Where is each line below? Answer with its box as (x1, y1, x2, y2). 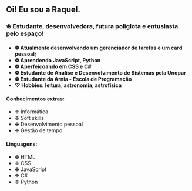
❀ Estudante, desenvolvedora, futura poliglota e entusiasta (6, 22, 178, 31)
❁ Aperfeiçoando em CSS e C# (14, 63, 92, 70)
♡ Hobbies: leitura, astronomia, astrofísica (14, 82, 122, 89)
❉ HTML (14, 153, 36, 160)
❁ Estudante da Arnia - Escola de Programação (14, 75, 132, 82)
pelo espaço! (6, 29, 44, 38)
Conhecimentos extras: (6, 95, 65, 102)
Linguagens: (6, 140, 38, 148)
